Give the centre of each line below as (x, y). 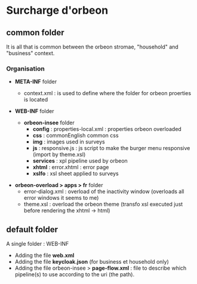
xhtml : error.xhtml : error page (71, 167)
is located (36, 100)
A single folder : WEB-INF (38, 244)
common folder (35, 33)
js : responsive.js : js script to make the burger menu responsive (111, 148)
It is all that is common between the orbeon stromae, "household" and (93, 47)
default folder (32, 229)
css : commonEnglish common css (76, 136)
